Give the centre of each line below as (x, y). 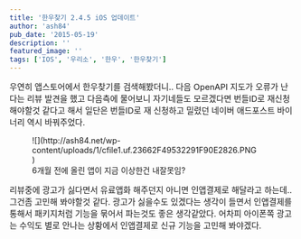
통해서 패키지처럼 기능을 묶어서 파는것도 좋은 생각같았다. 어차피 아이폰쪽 (142, 214)
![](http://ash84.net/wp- (76, 140)
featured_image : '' (46, 51)
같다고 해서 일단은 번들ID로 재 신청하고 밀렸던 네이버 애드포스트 (159, 111)
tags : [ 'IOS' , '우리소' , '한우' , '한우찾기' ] (88, 60)
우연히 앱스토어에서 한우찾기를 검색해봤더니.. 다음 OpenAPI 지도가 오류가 (144, 87)
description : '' (40, 43)
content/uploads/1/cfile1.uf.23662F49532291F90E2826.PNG (145, 150)
